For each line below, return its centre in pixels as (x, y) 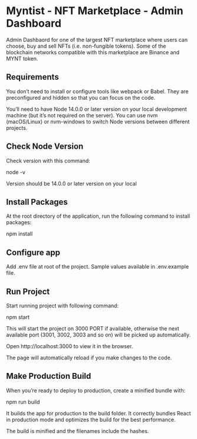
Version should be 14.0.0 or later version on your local (71, 184)
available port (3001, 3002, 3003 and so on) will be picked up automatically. (98, 335)
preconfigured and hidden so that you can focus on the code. (81, 97)
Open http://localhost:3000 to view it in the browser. (70, 346)
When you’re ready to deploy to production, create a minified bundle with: (96, 390)
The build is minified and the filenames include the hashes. (78, 431)
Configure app (33, 252)
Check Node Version (45, 147)
